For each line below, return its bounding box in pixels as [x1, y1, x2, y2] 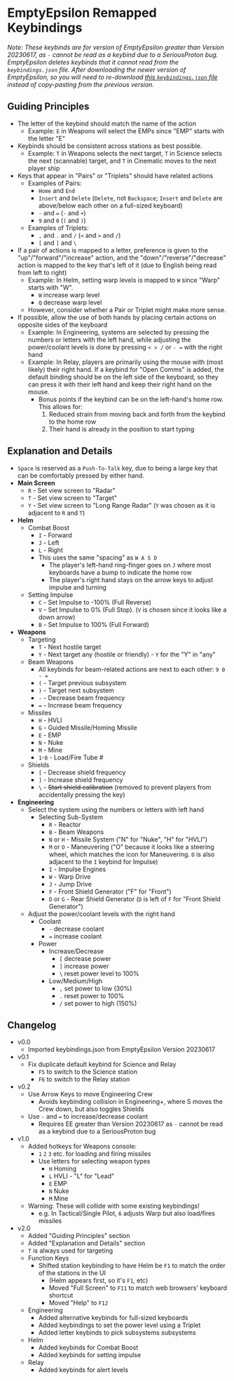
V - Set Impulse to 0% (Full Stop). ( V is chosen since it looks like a [38, 605, 227, 614]
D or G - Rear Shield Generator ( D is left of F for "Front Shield [48, 894, 221, 903]
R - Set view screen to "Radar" [27, 486, 116, 494]
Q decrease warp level [38, 298, 102, 306]
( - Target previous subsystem [38, 678, 127, 687]
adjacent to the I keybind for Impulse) [48, 857, 158, 865]
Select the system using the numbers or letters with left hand [27, 805, 205, 814]
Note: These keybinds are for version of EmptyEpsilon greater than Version [7, 43, 224, 51]
